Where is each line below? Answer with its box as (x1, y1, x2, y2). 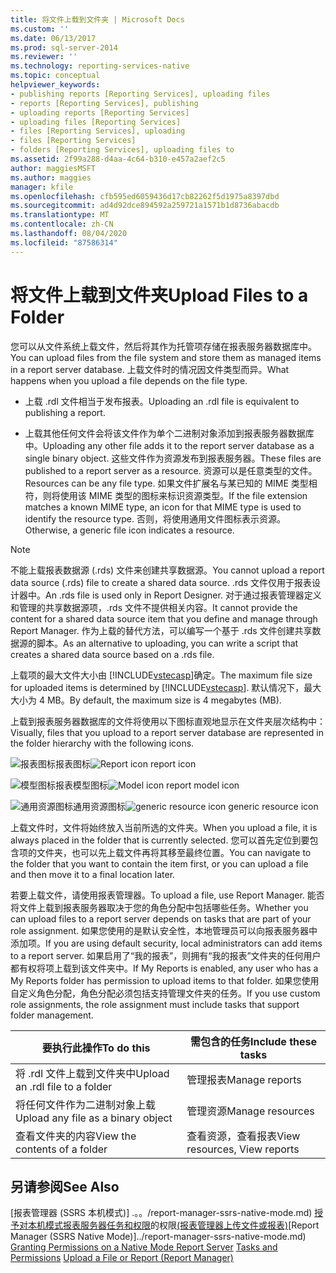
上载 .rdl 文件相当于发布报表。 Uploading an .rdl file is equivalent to (24, 395, 300, 407)
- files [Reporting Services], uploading (10, 126, 186, 136)
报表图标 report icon (55, 757, 197, 770)
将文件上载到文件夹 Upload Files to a (10, 284, 309, 306)
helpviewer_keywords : (10, 80, 101, 90)
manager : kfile (10, 182, 74, 192)
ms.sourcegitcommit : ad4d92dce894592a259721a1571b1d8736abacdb (10, 201, 280, 211)
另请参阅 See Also (10, 1178, 120, 1195)
